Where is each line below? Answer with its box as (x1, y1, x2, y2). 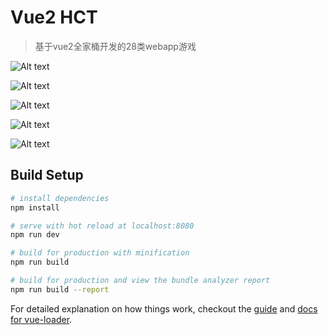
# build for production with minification (10, 248, 190, 258)
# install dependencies (10, 193, 110, 203)
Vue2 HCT (10, 6, 98, 29)
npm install (10, 202, 60, 213)
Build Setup (10, 167, 84, 184)
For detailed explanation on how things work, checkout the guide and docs (10, 302, 318, 315)
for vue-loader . (10, 313, 73, 325)
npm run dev (10, 230, 60, 240)
